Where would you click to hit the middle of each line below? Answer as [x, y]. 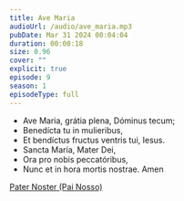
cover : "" [28, 60]
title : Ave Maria [42, 18]
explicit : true [38, 69]
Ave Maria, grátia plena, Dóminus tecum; [99, 121]
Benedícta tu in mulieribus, [72, 130]
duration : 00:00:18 [46, 43]
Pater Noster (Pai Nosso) [56, 186]
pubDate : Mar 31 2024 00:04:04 [69, 35]
